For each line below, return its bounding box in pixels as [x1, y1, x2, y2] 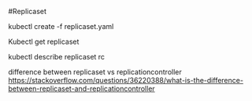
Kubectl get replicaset [8, 37, 80, 46]
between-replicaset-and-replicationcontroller [8, 84, 155, 93]
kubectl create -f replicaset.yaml [8, 22, 114, 31]
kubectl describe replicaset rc [8, 52, 105, 61]
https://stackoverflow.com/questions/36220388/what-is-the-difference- [8, 76, 244, 85]
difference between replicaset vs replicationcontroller [8, 67, 183, 77]
